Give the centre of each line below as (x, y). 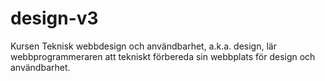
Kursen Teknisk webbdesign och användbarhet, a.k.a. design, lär (143, 46)
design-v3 (54, 18)
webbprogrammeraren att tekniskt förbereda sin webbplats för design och (163, 56)
